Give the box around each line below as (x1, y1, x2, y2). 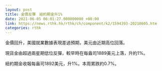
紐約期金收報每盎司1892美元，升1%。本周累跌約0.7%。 (5, 61, 119, 67)
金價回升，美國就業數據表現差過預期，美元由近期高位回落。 (5, 40, 128, 46)
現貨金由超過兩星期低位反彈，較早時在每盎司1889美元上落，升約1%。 (5, 50, 148, 56)
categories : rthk (5, 26, 41, 31)
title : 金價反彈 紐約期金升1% (5, 12, 63, 17)
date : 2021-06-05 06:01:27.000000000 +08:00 (5, 16, 99, 21)
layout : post (5, 7, 32, 12)
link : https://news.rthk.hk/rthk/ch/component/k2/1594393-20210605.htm (5, 21, 157, 26)
